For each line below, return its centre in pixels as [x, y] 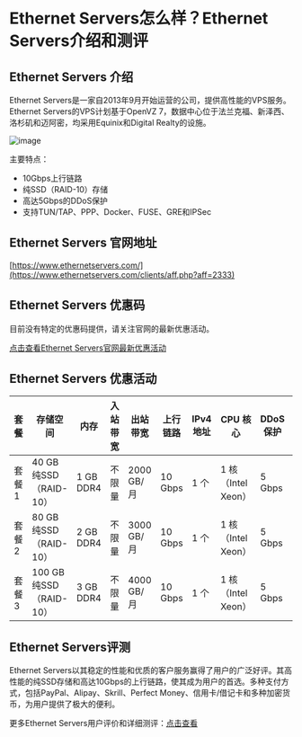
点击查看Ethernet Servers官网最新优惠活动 [88, 348]
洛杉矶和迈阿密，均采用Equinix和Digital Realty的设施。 [110, 123]
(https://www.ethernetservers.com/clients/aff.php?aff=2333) [122, 274]
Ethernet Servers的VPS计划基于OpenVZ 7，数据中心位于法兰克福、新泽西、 [149, 111]
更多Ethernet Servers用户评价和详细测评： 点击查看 [103, 724]
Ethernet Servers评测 [70, 647]
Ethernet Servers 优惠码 [77, 305]
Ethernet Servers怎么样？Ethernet [139, 18]
